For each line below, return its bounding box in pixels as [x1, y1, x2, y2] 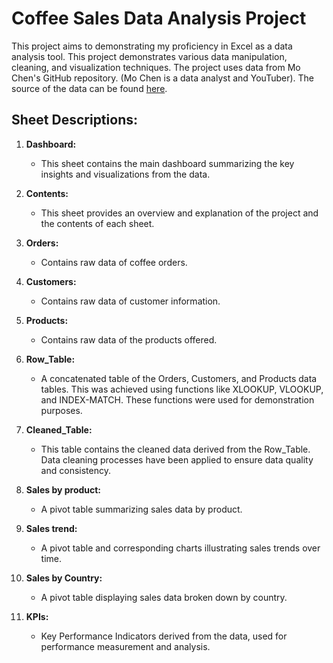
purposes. [40, 404, 83, 416]
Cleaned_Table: [25, 423, 93, 436]
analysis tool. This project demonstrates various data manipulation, [11, 50, 288, 62]
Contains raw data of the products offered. [40, 333, 218, 346]
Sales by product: [25, 483, 102, 496]
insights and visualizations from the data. [40, 168, 211, 180]
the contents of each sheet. [40, 217, 155, 229]
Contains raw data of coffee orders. [40, 256, 188, 268]
